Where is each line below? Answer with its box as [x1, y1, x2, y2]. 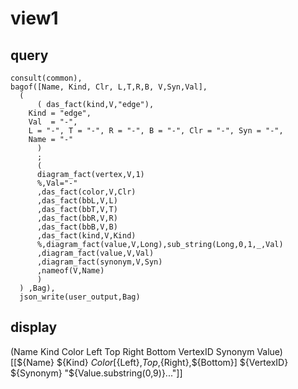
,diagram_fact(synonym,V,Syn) [36, 257, 163, 267]
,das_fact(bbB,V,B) [36, 222, 118, 232]
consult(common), [10, 73, 83, 83]
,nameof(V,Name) [36, 266, 105, 276]
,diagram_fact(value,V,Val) [36, 248, 155, 258]
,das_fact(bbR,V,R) [36, 213, 118, 223]
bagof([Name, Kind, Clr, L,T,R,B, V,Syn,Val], [10, 82, 208, 92]
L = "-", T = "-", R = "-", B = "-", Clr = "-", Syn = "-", [28, 126, 284, 136]
